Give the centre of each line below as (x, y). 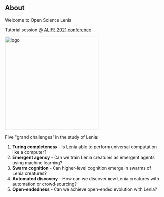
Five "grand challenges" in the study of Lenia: (52, 137)
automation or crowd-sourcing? (44, 184)
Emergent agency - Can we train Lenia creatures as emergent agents (83, 157)
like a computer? (29, 152)
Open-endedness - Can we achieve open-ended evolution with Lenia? (84, 189)
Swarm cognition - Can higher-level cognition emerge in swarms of (82, 168)
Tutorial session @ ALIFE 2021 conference (48, 30)
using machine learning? (37, 162)
